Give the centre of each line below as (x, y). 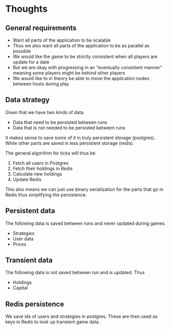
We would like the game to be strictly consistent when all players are (85, 56)
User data (23, 239)
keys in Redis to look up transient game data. (53, 322)
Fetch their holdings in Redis (43, 168)
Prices (19, 244)
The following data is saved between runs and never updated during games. (86, 223)
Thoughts (26, 9)
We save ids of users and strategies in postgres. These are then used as (81, 317)
